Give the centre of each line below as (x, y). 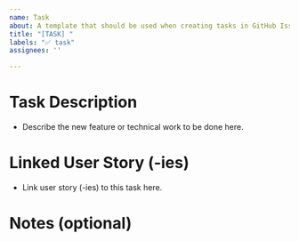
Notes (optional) (71, 224)
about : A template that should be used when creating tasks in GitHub (143, 26)
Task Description (73, 102)
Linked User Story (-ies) (99, 163)
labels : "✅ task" (42, 42)
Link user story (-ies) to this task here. (92, 187)
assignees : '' (36, 51)
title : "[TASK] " (41, 34)
